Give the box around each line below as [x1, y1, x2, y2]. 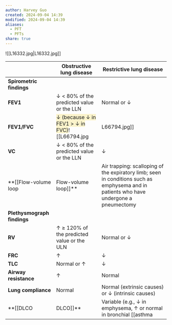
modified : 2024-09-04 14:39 [5, 17, 66, 22]
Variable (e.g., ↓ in [101, 298, 146, 305]
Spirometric [8, 78, 37, 85]
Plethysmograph [8, 209, 50, 216]
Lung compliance [8, 286, 51, 294]
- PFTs [10, 31, 24, 37]
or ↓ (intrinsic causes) [101, 290, 156, 297]
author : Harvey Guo [5, 7, 47, 13]
